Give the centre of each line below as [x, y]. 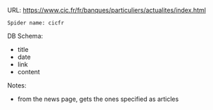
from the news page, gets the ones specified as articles [98, 99]
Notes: [17, 85]
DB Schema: [25, 36]
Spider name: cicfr [36, 23]
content [28, 72]
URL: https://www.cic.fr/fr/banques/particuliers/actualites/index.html [106, 10]
